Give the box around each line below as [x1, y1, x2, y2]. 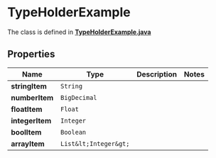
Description [136, 69, 178, 79]
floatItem [11, 104, 43, 114]
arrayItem [11, 139, 45, 149]
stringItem [11, 81, 48, 91]
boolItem [11, 127, 42, 137]
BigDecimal [60, 94, 97, 101]
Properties [7, 48, 55, 60]
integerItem [11, 115, 52, 125]
